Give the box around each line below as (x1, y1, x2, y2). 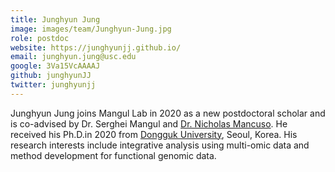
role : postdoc (10, 33, 70, 43)
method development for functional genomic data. (10, 149, 217, 161)
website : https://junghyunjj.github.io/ (10, 42, 182, 53)
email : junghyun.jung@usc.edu (10, 52, 137, 62)
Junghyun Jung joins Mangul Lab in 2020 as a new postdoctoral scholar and (10, 107, 326, 119)
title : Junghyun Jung (10, 14, 101, 25)
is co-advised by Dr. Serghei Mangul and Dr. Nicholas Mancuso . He (10, 117, 288, 130)
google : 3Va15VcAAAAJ (10, 61, 101, 71)
